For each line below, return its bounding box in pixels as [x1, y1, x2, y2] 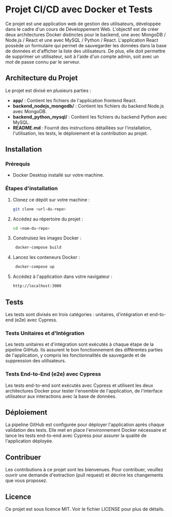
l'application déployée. [5, 438, 53, 444]
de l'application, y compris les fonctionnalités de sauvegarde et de [5, 352, 146, 358]
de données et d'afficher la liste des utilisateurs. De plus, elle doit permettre [5, 48, 166, 54]
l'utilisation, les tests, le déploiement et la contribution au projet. [12, 130, 148, 136]
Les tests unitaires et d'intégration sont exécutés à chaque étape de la [5, 341, 154, 347]
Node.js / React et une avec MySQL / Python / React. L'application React [5, 37, 159, 43]
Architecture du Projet [5, 73, 78, 83]
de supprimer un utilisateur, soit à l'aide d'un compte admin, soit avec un [5, 53, 159, 60]
